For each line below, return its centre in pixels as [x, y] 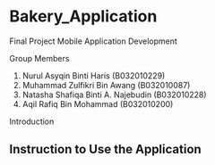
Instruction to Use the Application [105, 149]
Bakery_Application [83, 16]
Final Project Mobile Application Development [93, 41]
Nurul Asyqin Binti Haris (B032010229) [94, 75]
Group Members [39, 58]
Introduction [32, 121]
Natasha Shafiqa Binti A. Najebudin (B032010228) [115, 95]
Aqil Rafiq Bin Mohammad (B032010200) [98, 103]
